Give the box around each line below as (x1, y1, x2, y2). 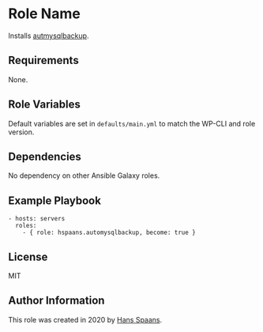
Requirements (8, 54, 79, 67)
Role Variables (8, 98, 81, 111)
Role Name (8, 5, 81, 23)
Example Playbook (8, 194, 101, 207)
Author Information (8, 294, 105, 307)
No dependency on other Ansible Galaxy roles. (8, 171, 160, 180)
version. (8, 127, 35, 137)
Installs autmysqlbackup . (8, 31, 89, 40)
